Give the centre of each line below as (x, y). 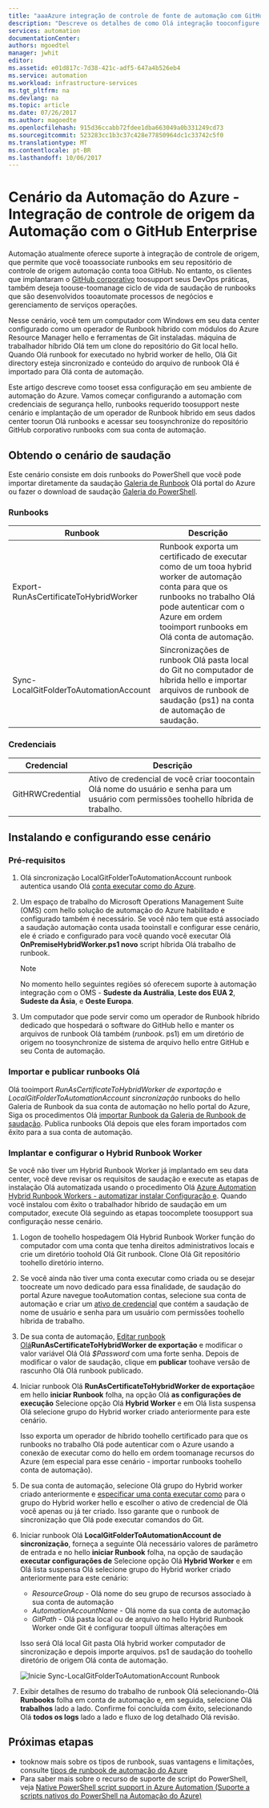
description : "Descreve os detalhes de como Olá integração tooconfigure (134, 23)
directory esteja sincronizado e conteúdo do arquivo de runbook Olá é (124, 363)
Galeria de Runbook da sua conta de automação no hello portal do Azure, (129, 1106)
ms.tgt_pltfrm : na (39, 90)
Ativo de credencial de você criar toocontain (172, 778)
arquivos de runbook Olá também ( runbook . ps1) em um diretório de (132, 1034)
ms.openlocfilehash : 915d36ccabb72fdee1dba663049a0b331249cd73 (116, 128)
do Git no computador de (207, 670)
